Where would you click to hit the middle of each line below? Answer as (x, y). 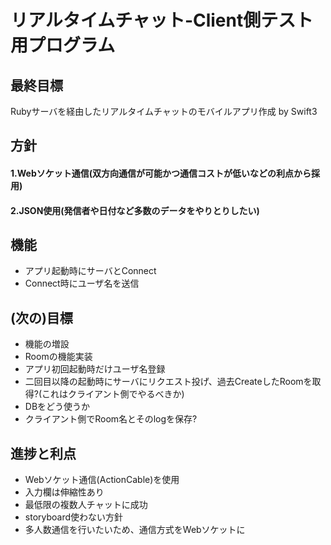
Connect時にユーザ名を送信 (82, 283)
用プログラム (63, 45)
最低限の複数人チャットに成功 (86, 505)
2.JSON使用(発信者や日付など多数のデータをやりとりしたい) (135, 210)
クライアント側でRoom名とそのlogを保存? (111, 419)
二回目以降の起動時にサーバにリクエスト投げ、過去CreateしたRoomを (168, 382)
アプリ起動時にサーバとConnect (90, 271)
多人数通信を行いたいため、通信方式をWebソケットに (135, 530)
